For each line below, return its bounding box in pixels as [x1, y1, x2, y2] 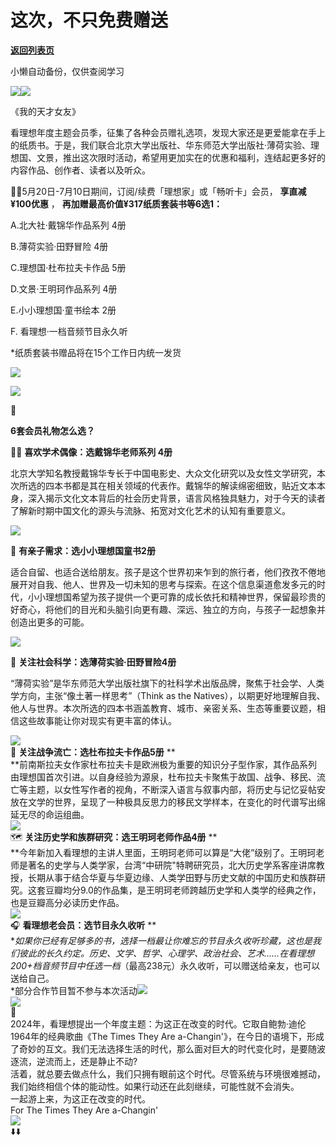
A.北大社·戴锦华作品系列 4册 [10, 219, 127, 231]
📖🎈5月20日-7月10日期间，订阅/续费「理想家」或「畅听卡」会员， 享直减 [10, 185, 307, 197]
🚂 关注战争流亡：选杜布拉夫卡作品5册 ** [10, 746, 176, 758]
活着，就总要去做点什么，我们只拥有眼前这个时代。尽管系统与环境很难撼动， [10, 1067, 326, 1080]
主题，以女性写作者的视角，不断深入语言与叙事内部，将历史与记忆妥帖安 [27, 783, 326, 795]
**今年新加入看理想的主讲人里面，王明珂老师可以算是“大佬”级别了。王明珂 [10, 846, 317, 858]
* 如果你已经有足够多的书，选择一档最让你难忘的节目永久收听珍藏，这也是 [10, 934, 313, 946]
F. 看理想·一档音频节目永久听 [10, 325, 128, 337]
